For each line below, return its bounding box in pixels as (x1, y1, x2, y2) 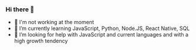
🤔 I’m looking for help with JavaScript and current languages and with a (14, 31, 189, 38)
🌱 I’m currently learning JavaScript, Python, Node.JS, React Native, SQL (14, 25, 190, 32)
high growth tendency (14, 38, 68, 45)
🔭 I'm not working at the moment (14, 19, 94, 26)
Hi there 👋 (5, 5, 35, 14)
